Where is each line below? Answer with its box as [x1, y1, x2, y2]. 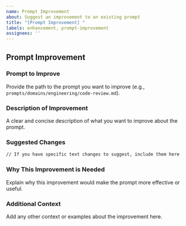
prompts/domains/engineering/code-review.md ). [6, 89, 120, 96]
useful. [6, 185, 23, 192]
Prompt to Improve [6, 70, 60, 78]
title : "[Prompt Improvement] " [6, 19, 85, 25]
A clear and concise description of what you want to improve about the [6, 117, 178, 124]
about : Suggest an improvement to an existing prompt [6, 14, 141, 20]
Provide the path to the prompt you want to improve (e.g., [6, 83, 145, 90]
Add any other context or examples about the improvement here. [6, 212, 163, 220]
